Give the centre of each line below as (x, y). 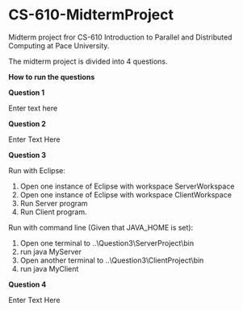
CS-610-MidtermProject (91, 15)
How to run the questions (52, 77)
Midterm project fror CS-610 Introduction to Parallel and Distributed (120, 37)
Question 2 (27, 123)
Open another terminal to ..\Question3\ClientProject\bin (112, 260)
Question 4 (27, 284)
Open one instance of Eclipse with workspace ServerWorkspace (127, 186)
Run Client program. (53, 212)
